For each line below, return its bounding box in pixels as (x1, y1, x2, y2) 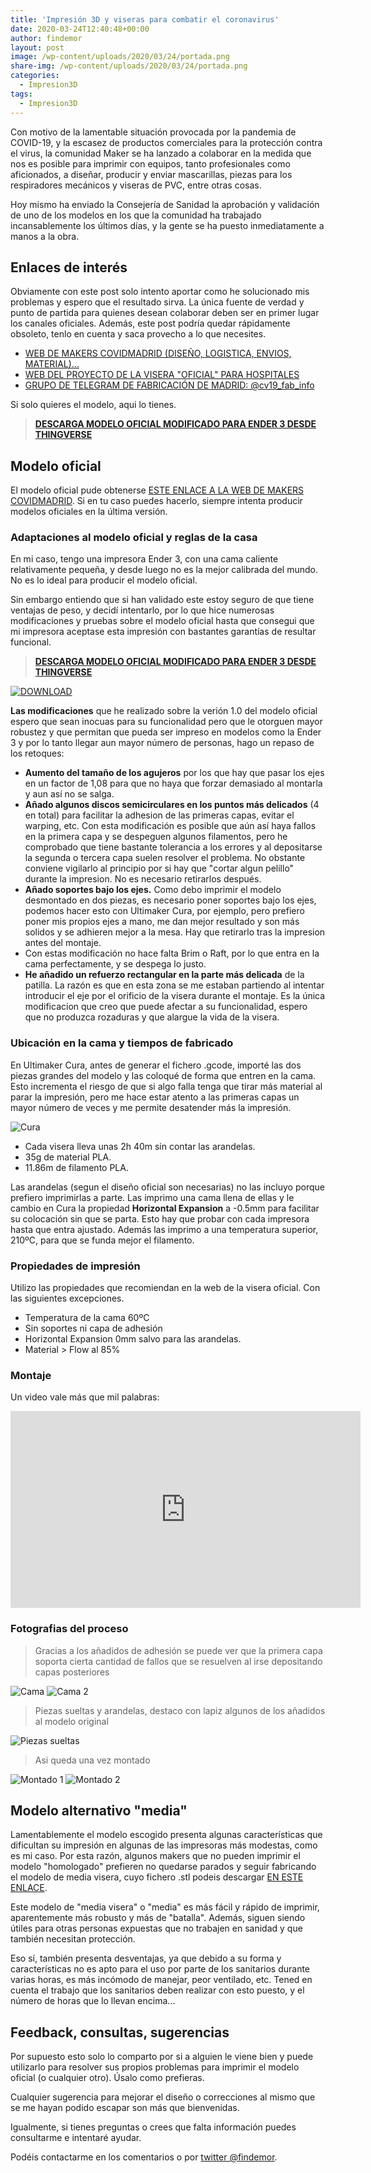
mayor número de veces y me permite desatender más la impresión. (10, 1101, 292, 1113)
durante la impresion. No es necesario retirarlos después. (24, 873, 262, 885)
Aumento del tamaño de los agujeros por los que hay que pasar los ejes (24, 767, 325, 779)
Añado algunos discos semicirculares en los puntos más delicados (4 (24, 799, 320, 811)
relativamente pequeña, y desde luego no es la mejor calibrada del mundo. (10, 564, 318, 576)
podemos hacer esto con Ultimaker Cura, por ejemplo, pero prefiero (24, 905, 305, 917)
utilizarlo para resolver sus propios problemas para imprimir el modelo (10, 2061, 300, 2073)
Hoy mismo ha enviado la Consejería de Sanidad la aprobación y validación (10, 198, 320, 210)
